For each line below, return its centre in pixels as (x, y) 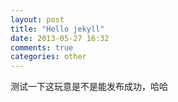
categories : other (48, 57)
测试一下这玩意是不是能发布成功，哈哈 (89, 87)
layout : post (37, 19)
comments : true (42, 47)
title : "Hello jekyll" (57, 29)
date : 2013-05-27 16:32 (60, 38)
